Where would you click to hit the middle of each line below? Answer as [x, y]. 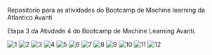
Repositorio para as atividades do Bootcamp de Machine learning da [106, 10]
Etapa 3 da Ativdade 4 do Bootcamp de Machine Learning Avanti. [102, 31]
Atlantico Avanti [30, 17]
